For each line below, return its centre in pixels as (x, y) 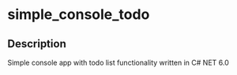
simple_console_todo (79, 15)
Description (37, 44)
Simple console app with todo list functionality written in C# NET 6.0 (118, 62)
